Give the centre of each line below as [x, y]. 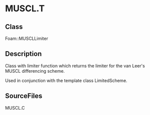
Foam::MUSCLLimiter [27, 38]
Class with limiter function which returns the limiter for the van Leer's [75, 66]
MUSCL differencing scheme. [35, 71]
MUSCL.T [25, 9]
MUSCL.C [15, 108]
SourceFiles [24, 96]
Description [23, 54]
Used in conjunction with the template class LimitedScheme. [66, 80]
